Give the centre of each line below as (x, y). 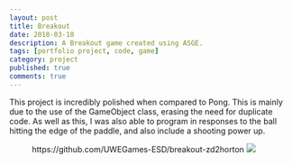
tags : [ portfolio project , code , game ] (84, 51)
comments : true (38, 77)
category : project (44, 59)
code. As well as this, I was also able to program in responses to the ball (143, 121)
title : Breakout (40, 26)
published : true (40, 68)
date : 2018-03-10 (42, 34)
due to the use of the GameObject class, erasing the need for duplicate (141, 111)
